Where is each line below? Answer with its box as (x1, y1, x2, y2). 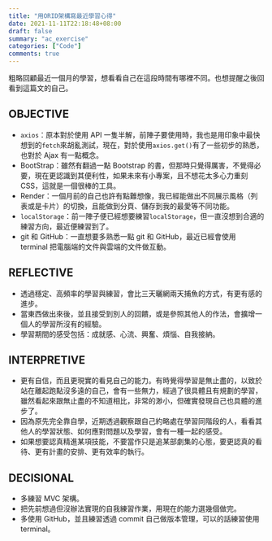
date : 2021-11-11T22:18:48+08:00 (8, 20, 122, 28)
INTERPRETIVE (8, 353, 85, 367)
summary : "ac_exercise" (8, 34, 89, 43)
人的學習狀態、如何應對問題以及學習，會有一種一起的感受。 (27, 426, 227, 436)
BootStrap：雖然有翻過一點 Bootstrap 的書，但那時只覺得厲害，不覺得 (19, 160, 254, 170)
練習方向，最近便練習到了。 (19, 221, 114, 231)
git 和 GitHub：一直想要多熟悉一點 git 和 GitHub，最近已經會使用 (19, 231, 236, 241)
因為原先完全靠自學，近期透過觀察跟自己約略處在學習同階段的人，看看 (19, 417, 256, 426)
